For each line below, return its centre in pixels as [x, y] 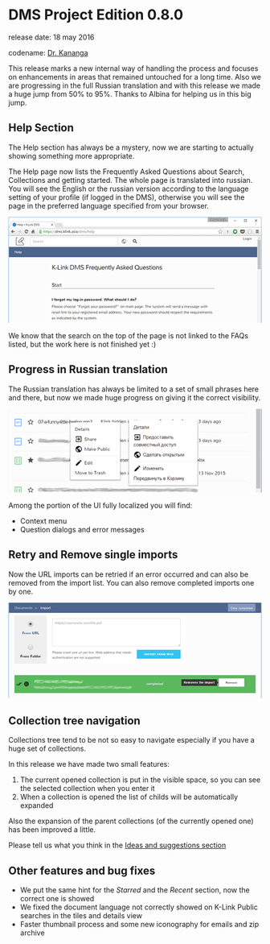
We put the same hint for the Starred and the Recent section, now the [135, 890]
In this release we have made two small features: [89, 764]
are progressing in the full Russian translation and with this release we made [135, 85]
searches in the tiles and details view [81, 916]
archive [33, 933]
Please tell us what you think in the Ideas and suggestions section [117, 845]
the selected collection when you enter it [87, 789]
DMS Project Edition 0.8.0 [96, 15]
